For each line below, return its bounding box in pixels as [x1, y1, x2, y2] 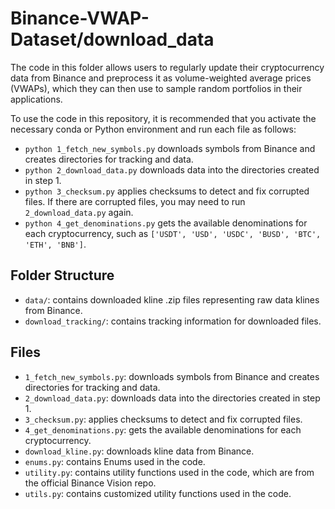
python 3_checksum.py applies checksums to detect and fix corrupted [24, 185, 310, 197]
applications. [10, 93, 63, 105]
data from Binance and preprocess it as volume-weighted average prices [10, 72, 312, 84]
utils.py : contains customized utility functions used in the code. [24, 487, 292, 499]
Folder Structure [10, 267, 115, 284]
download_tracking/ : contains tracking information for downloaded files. [24, 315, 322, 327]
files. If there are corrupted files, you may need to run [24, 195, 246, 207]
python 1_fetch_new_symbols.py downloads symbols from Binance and [24, 142, 316, 154]
